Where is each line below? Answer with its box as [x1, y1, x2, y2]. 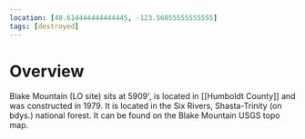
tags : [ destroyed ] [9, 22, 79, 31]
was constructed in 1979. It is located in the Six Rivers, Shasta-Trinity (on [9, 101, 282, 112]
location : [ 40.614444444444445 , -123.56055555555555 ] [9, 13, 219, 23]
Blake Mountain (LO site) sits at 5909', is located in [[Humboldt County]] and [9, 91, 296, 102]
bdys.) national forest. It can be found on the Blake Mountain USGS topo [9, 110, 280, 121]
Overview [9, 61, 85, 82]
